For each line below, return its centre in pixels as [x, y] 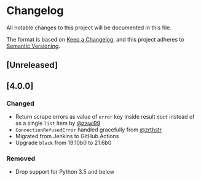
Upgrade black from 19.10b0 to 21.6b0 [63, 143]
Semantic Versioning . [33, 46]
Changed [21, 103]
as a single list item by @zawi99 [58, 124]
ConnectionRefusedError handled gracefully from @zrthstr [88, 130]
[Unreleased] [32, 65]
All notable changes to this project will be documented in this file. [89, 28]
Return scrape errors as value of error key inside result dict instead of [105, 117]
